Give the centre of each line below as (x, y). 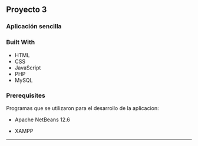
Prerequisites (26, 95)
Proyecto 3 (27, 10)
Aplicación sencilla (34, 26)
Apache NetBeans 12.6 (42, 120)
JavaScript (28, 68)
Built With (21, 42)
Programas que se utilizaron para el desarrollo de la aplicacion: (82, 108)
